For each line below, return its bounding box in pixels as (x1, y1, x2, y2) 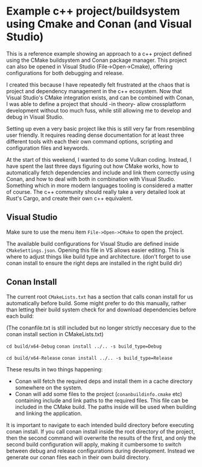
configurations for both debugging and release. (6, 69, 124, 76)
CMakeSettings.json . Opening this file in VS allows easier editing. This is (6, 247, 185, 254)
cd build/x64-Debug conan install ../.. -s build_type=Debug (6, 343, 162, 349)
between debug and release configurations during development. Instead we (6, 447, 195, 454)
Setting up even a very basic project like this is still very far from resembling (6, 125, 195, 132)
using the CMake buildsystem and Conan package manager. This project (6, 56, 187, 64)
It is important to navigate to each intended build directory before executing (6, 421, 194, 428)
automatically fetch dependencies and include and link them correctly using (6, 168, 195, 176)
